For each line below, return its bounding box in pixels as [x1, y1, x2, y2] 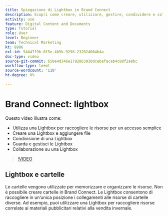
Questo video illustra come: [5, 115, 61, 121]
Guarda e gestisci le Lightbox [12, 141, 73, 147]
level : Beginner [5, 36, 39, 41]
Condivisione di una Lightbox [12, 135, 72, 141]
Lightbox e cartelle [5, 170, 65, 179]
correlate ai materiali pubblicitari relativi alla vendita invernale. [5, 205, 132, 211]
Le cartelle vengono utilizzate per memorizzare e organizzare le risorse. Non [5, 183, 163, 189]
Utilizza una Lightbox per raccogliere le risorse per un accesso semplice [12, 125, 161, 131]
